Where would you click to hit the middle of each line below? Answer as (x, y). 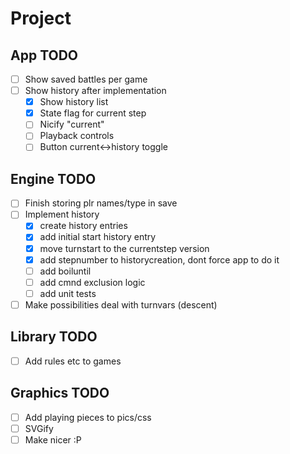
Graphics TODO (60, 393)
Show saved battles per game (86, 79)
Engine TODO (53, 178)
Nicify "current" (72, 124)
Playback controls (77, 136)
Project (41, 18)
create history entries (83, 226)
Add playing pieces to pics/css (88, 417)
